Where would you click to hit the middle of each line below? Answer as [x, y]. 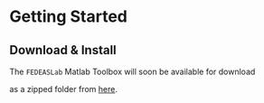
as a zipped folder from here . [63, 89]
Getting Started [69, 17]
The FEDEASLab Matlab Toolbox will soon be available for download [132, 71]
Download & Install [63, 50]
